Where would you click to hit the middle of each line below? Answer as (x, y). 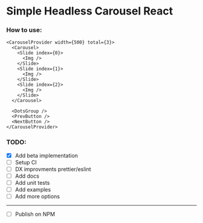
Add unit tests (32, 183)
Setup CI (26, 162)
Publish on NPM (35, 214)
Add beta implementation (47, 155)
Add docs (27, 176)
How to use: (24, 30)
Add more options (37, 196)
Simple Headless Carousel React (90, 11)
